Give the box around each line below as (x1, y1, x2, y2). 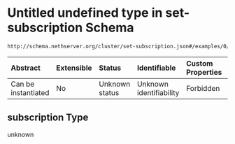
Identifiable (136, 63, 176, 73)
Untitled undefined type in (7, 5, 163, 21)
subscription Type (7, 112, 89, 124)
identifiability (136, 87, 180, 97)
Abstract (10, 63, 41, 73)
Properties (186, 67, 222, 77)
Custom (186, 58, 213, 68)
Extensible (55, 63, 92, 73)
